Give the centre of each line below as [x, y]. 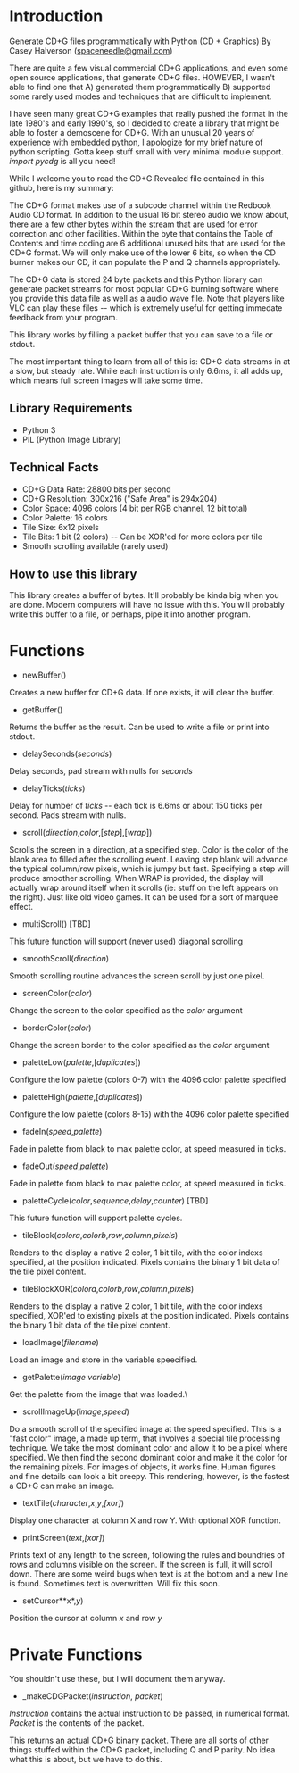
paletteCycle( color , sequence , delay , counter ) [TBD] [115, 1201]
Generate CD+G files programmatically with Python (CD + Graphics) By [140, 41]
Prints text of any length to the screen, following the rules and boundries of [147, 1555]
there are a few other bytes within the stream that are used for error [133, 224]
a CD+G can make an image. [62, 1486]
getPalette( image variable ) [71, 1378]
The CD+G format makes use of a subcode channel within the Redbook [141, 205]
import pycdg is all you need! [62, 161]
